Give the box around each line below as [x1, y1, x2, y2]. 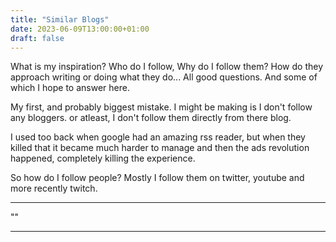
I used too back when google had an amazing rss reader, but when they [10, 131, 306, 143]
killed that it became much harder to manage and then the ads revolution [10, 142, 310, 154]
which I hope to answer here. [10, 82, 130, 94]
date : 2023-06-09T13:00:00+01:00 [10, 24, 150, 34]
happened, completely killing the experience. [10, 152, 196, 165]
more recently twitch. [10, 182, 98, 195]
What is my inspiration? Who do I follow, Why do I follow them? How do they [10, 61, 324, 73]
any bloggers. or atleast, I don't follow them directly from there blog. [10, 112, 292, 124]
